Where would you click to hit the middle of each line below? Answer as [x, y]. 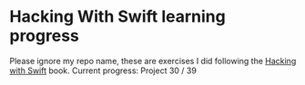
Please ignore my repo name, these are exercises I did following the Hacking [153, 61]
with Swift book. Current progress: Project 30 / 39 [103, 71]
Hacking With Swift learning [117, 17]
